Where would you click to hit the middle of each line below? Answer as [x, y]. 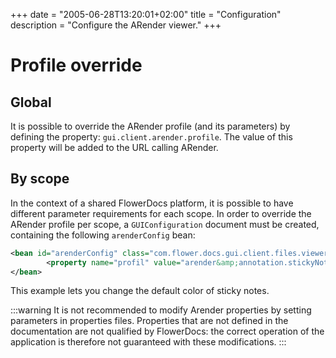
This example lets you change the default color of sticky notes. [140, 291]
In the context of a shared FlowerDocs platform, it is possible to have [152, 203]
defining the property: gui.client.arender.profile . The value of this [151, 137]
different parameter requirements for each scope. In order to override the [161, 213]
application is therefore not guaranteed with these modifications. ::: [148, 342]
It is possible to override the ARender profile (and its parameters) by [150, 126]
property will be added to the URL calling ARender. [114, 147]
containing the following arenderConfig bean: [103, 235]
